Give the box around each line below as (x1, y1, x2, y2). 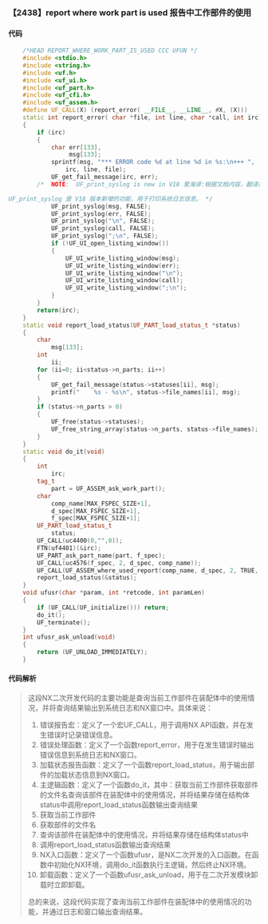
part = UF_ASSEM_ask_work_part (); (50, 484, 166, 492)
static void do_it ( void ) (22, 448, 105, 456)
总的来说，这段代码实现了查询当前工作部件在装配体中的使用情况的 (27, 897, 245, 906)
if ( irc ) (37, 128, 66, 137)
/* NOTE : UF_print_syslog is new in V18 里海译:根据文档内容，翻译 (37, 180, 258, 189)
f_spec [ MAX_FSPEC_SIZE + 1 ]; (50, 514, 141, 523)
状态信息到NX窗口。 (67, 770, 134, 780)
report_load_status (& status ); (37, 574, 137, 582)
